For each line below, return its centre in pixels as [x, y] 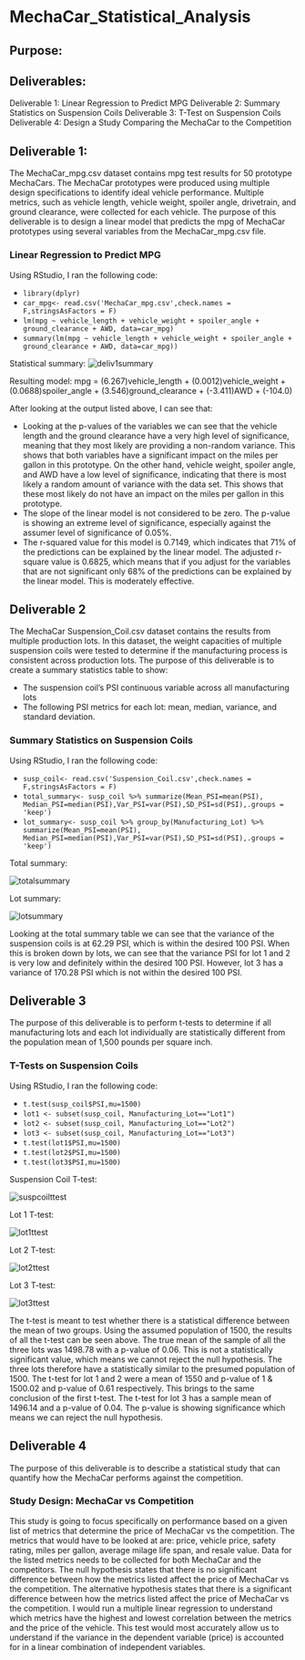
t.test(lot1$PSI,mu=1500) [71, 1143]
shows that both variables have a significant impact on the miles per [150, 455]
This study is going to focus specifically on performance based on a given [148, 1521]
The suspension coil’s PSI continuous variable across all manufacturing [156, 688]
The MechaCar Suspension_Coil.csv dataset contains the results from [140, 632]
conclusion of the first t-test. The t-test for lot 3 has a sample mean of [141, 1397]
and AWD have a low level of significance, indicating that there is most [154, 474]
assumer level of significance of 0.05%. [97, 532]
